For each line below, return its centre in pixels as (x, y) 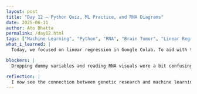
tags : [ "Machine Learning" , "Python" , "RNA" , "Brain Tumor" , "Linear (93, 39)
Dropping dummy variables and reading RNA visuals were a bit (89, 66)
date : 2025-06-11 (27, 22)
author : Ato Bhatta (30, 28)
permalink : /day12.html (35, 33)
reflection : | (23, 76)
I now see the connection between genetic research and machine (91, 82)
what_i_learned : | (28, 45)
